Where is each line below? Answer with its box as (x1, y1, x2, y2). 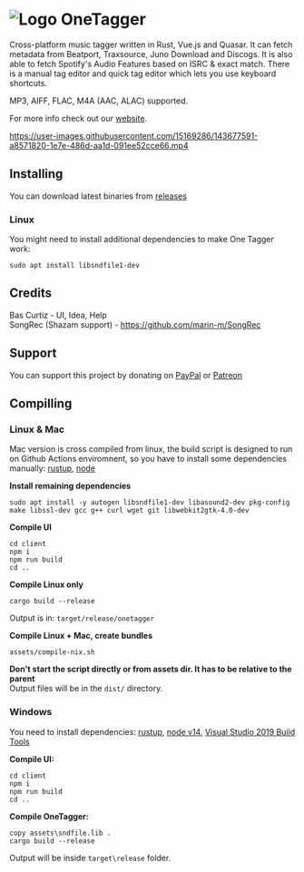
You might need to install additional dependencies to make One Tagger (9, 234, 275, 245)
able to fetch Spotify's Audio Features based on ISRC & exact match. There (9, 58, 290, 69)
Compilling (9, 396, 73, 412)
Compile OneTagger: (9, 810, 89, 821)
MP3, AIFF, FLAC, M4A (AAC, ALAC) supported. (9, 95, 189, 106)
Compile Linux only (9, 579, 84, 590)
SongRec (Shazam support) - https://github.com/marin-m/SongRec (9, 318, 261, 330)
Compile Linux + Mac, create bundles (9, 631, 153, 642)
